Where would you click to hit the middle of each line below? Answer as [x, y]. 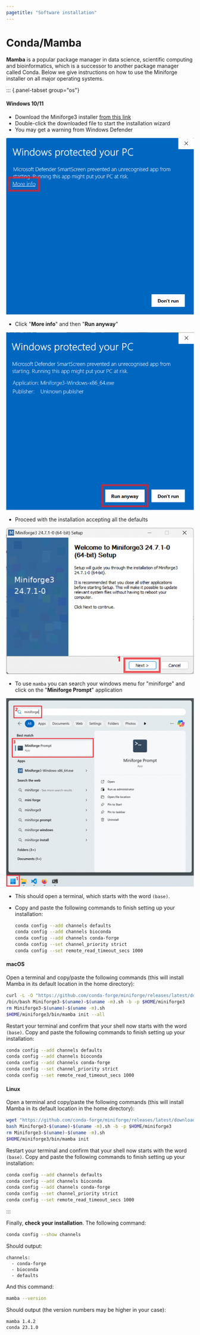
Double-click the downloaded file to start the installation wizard [93, 123]
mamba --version [26, 1298]
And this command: [30, 1287]
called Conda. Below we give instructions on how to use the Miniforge [92, 72]
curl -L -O [20, 996]
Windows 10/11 [25, 104]
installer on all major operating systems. [55, 78]
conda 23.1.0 [22, 1327]
